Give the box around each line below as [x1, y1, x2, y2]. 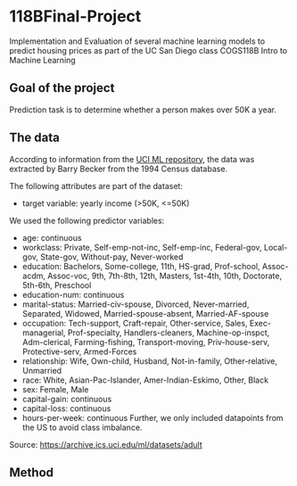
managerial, [21, 327, 66, 338]
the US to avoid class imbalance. [21, 422, 143, 432]
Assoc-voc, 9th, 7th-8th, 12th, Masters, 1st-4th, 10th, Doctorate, [47, 270, 283, 281]
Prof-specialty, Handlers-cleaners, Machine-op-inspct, [67, 327, 270, 338]
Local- [263, 242, 288, 252]
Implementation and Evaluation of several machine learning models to [9, 36, 266, 46]
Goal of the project [9, 80, 115, 95]
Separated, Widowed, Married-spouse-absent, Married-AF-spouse [21, 308, 269, 318]
